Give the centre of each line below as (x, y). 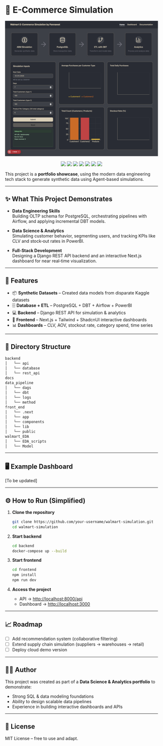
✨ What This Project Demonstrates (59, 199)
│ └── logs (18, 398)
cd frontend (24, 570)
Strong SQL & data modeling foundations (53, 696)
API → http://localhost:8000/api (51, 599)
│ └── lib (17, 427)
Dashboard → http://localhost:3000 (55, 604)
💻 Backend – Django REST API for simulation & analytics (69, 313)
